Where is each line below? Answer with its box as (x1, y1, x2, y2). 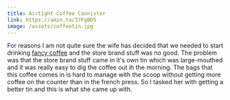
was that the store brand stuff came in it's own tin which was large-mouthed (7, 56, 223, 64)
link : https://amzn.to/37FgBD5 (7, 16, 97, 23)
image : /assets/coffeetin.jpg (7, 23, 94, 29)
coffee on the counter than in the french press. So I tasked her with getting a (7, 78, 224, 86)
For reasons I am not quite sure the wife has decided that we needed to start (7, 42, 224, 50)
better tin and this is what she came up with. (7, 85, 133, 93)
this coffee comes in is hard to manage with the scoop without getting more (7, 71, 221, 79)
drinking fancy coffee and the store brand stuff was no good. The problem (7, 49, 218, 57)
